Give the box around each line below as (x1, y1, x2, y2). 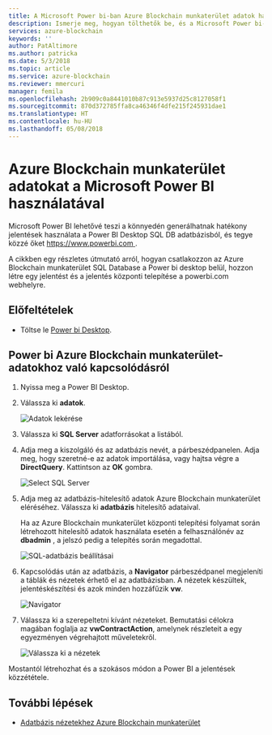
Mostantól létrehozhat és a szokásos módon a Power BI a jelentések (8, 664, 236, 673)
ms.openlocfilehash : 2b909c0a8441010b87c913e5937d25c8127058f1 (8, 95, 227, 103)
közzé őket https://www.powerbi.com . (8, 238, 138, 248)
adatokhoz (8, 361, 63, 374)
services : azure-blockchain (8, 27, 104, 35)
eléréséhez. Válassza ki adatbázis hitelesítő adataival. (19, 502, 201, 512)
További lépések (8, 696, 93, 710)
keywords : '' (8, 34, 53, 43)
